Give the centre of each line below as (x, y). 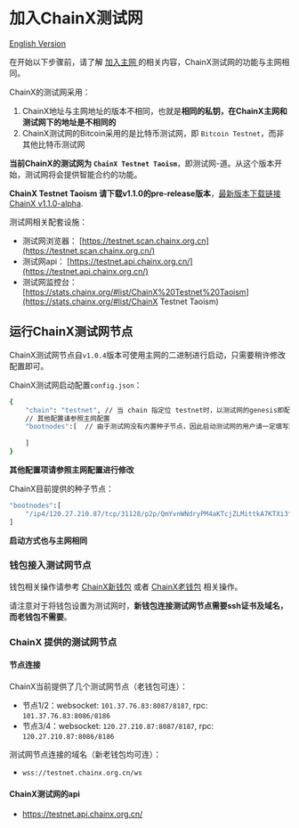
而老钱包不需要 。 (40, 617)
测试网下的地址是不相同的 (69, 122)
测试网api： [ (46, 261)
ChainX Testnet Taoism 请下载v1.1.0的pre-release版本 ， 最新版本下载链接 (145, 193)
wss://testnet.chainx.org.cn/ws (82, 773)
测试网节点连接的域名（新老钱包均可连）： (85, 754)
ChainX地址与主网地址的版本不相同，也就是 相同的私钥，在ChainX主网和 (154, 111)
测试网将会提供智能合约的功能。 (83, 174)
